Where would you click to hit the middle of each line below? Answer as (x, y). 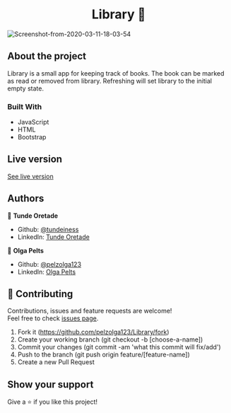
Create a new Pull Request (56, 362)
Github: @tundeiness (48, 229)
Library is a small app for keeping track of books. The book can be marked (116, 73)
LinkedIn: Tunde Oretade (53, 237)
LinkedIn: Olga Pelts (47, 272)
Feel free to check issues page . (53, 318)
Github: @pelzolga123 (49, 264)
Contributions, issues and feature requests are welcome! (90, 311)
